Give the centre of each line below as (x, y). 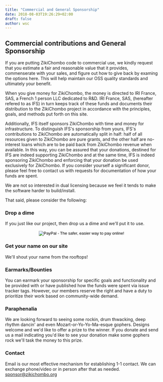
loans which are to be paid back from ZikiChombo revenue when (86, 145)
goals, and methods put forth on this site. (47, 114)
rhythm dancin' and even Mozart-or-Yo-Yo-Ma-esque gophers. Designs (77, 324)
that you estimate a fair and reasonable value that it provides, (67, 68)
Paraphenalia (21, 309)
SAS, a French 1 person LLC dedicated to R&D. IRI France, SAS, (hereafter (79, 98)
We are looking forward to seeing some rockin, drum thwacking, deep (75, 320)
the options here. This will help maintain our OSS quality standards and (77, 79)
